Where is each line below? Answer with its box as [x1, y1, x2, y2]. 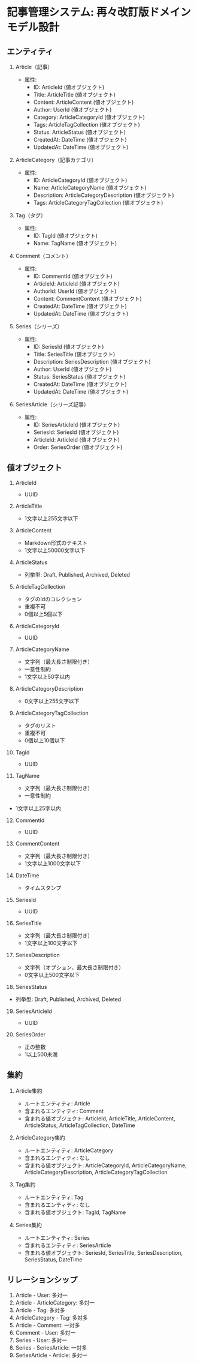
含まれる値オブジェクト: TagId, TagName [24, 1209, 126, 1216]
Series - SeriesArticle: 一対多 [15, 1344, 87, 1351]
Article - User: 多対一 [15, 1291, 68, 1299]
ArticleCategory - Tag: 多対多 [15, 1314, 89, 1321]
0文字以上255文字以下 [24, 697, 80, 705]
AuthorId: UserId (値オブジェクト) [33, 287, 117, 295]
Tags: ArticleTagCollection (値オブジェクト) [33, 121, 140, 128]
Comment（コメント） [15, 253, 71, 259]
